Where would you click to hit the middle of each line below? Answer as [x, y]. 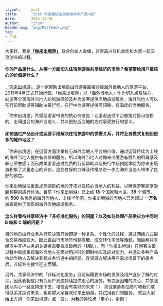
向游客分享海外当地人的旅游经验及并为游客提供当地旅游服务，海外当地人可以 [81, 99]
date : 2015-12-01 [29, 18]
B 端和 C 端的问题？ [24, 222]
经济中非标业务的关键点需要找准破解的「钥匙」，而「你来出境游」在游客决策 [81, 246]
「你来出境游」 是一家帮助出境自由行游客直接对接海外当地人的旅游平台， [78, 87]
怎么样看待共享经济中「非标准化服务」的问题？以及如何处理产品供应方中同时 [81, 216]
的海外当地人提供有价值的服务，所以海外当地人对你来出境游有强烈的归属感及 [81, 157]
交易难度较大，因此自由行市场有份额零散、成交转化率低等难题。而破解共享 [83, 240]
